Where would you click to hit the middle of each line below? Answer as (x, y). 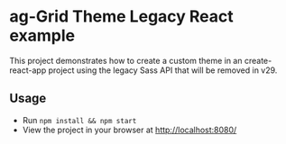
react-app (28, 70)
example (42, 36)
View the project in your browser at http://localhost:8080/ (129, 130)
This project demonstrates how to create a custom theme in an (126, 60)
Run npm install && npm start (79, 120)
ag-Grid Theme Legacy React (122, 17)
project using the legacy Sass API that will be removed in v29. (163, 70)
